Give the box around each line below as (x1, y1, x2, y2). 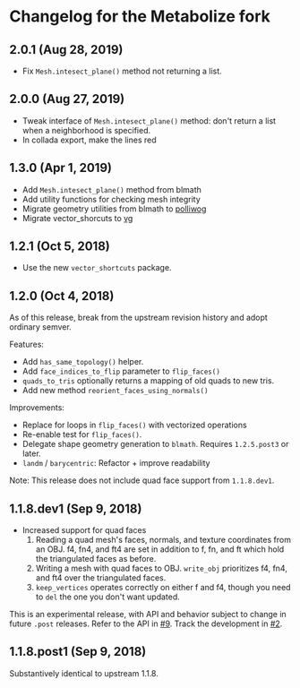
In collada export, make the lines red (21, 134, 157, 145)
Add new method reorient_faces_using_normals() (21, 385, 209, 396)
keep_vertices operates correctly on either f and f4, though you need (35, 582, 291, 593)
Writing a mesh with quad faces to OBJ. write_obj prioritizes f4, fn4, (35, 563, 288, 574)
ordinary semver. (9, 322, 72, 332)
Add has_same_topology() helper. (21, 357, 144, 367)
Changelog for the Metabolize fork (9, 6, 271, 27)
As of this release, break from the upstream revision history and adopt (9, 312, 269, 323)
